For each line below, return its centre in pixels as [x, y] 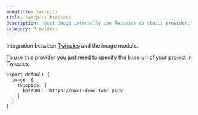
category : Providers [32, 29]
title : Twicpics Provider [39, 17]
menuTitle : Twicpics [32, 12]
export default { [28, 75]
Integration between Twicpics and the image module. [72, 46]
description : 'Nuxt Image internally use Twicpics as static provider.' [100, 23]
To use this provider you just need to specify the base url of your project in [99, 57]
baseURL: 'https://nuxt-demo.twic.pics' [74, 91]
